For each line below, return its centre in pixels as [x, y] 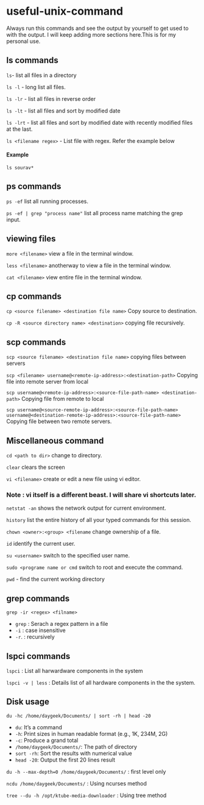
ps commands [34, 187]
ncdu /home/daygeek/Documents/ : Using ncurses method [77, 783]
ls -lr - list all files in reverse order [51, 98]
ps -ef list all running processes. [47, 201]
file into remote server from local [47, 382]
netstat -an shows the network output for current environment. [86, 508]
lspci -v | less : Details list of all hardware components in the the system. [101, 682]
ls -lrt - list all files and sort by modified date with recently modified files [100, 122]
